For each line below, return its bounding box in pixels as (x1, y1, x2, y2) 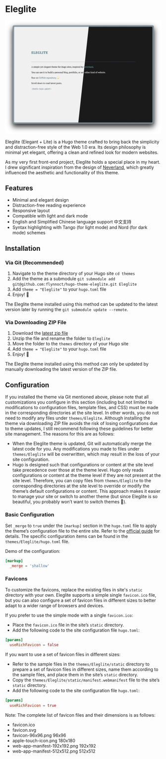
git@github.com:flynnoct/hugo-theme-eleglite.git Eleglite (12, 282, 137, 287)
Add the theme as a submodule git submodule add (12, 276, 115, 282)
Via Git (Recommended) (5, 259, 64, 266)
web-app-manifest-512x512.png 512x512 (12, 748, 96, 755)
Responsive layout (12, 208, 50, 214)
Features (5, 184, 33, 193)
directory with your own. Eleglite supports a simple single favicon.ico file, (5, 592, 157, 598)
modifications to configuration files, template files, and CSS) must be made (5, 405, 159, 411)
